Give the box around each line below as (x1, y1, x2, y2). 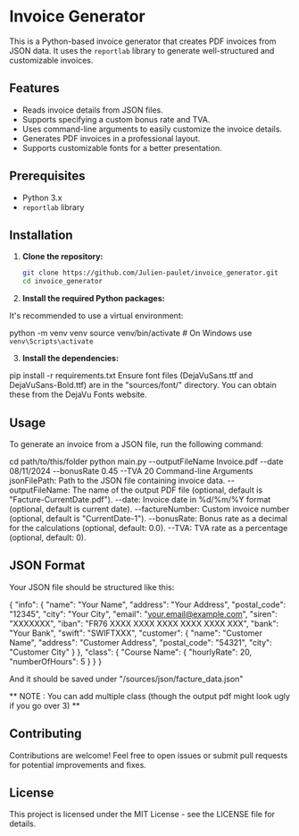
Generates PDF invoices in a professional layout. (21, 132, 201, 144)
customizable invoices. (9, 55, 94, 65)
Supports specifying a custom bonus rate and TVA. (21, 114, 211, 124)
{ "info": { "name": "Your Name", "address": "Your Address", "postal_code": (9, 599, 287, 610)
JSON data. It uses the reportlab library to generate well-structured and (9, 45, 275, 55)
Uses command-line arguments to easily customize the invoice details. (21, 123, 283, 134)
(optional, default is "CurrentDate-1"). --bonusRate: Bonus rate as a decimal (9, 512, 288, 524)
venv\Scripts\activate (9, 337, 94, 346)
